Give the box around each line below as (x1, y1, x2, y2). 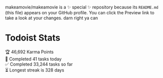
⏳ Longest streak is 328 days (5, 67, 65, 73)
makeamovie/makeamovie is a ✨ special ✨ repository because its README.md (5, 4, 159, 10)
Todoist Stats (5, 32, 60, 43)
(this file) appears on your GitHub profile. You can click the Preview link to (5, 10, 155, 15)
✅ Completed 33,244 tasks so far (5, 61, 73, 67)
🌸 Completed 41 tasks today (5, 56, 62, 62)
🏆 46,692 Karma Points (5, 49, 54, 55)
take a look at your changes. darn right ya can (5, 15, 98, 21)
